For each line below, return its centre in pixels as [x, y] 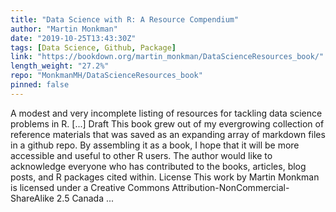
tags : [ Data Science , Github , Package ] [93, 47]
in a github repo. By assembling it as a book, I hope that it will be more [155, 145]
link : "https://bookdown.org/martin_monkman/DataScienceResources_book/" [167, 57]
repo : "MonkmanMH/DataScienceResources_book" [106, 76]
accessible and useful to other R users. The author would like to [141, 155]
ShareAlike [32, 198]
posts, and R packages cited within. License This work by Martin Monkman [165, 177]
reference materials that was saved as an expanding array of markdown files [168, 134]
